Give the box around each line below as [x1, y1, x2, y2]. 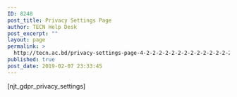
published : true [7, 56, 55, 63]
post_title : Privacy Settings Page [7, 17, 112, 24]
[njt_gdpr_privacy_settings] [7, 82, 86, 90]
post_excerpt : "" [7, 30, 59, 37]
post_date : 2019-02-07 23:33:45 [7, 63, 102, 70]
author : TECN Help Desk [7, 23, 78, 30]
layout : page [7, 37, 46, 44]
